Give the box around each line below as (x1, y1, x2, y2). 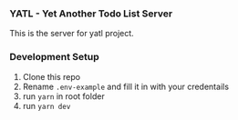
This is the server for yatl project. (9, 28, 134, 39)
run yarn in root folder (22, 90, 105, 102)
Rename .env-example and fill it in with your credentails (22, 81, 230, 92)
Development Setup (9, 51, 99, 64)
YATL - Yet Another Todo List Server (9, 7, 173, 20)
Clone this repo (22, 71, 80, 82)
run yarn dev (22, 100, 71, 111)
